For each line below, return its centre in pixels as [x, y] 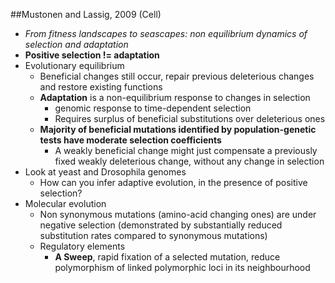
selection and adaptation [76, 44]
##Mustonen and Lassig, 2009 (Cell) [86, 14]
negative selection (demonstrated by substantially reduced [161, 225]
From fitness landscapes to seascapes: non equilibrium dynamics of [166, 33]
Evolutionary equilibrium [74, 65]
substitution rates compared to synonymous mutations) [153, 235]
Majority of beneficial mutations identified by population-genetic [178, 129]
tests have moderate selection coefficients [130, 140]
